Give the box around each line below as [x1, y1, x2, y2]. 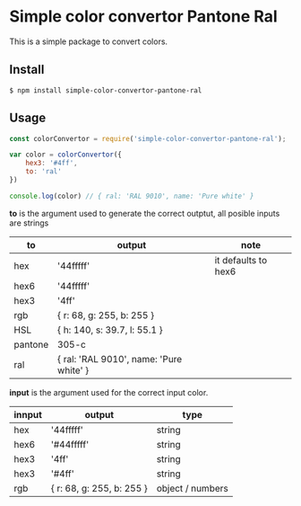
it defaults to [214, 253, 267, 266]
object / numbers [156, 482, 228, 494]
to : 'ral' [25, 167, 63, 176]
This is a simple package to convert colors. [9, 36, 168, 47]
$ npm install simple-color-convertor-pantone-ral [9, 85, 202, 95]
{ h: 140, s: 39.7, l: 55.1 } [56, 324, 163, 336]
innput [13, 408, 43, 421]
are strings [9, 217, 49, 228]
